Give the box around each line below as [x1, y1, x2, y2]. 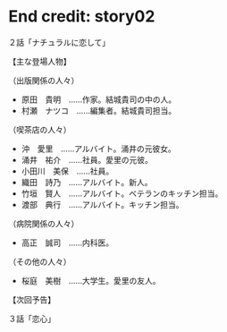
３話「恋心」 [8, 313, 55, 324]
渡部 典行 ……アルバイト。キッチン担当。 [21, 199, 184, 209]
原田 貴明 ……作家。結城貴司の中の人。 [21, 94, 176, 105]
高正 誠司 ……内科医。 [21, 237, 113, 248]
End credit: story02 [8, 6, 156, 27]
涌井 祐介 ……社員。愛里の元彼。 [21, 154, 153, 165]
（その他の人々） [8, 256, 71, 267]
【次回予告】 [8, 294, 55, 305]
